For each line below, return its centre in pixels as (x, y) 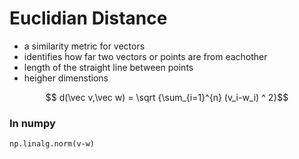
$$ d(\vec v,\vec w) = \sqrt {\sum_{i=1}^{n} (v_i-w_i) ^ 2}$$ (167, 97)
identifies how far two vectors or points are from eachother (145, 56)
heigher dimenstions (66, 78)
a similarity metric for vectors (84, 46)
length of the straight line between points (108, 67)
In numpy (32, 123)
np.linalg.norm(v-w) (52, 144)
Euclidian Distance (88, 18)
